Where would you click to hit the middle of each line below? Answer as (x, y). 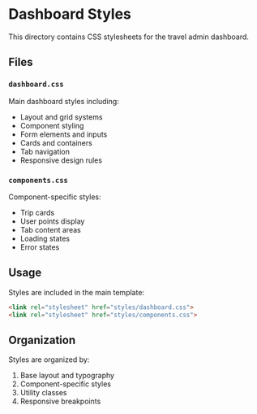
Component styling (52, 125)
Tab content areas (50, 229)
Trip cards (37, 212)
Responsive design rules (61, 160)
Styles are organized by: (49, 360)
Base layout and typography (67, 376)
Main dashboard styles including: (64, 101)
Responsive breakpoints (60, 401)
